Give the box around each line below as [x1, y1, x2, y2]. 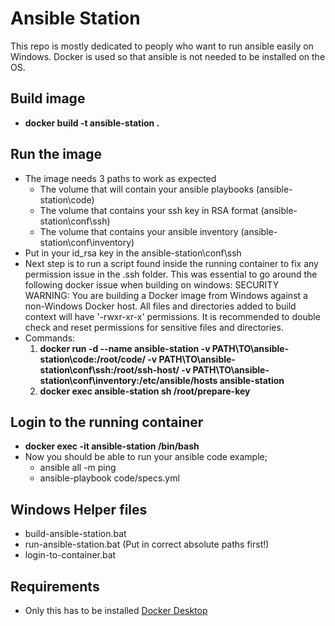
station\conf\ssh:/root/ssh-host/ [39, 363, 180, 376]
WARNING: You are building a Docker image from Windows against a [24, 289, 308, 301]
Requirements [10, 578, 100, 595]
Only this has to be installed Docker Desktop [24, 605, 208, 616]
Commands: [24, 332, 76, 344]
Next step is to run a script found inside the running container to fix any [24, 257, 319, 269]
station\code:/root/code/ [39, 353, 146, 365]
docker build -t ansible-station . [24, 117, 160, 129]
